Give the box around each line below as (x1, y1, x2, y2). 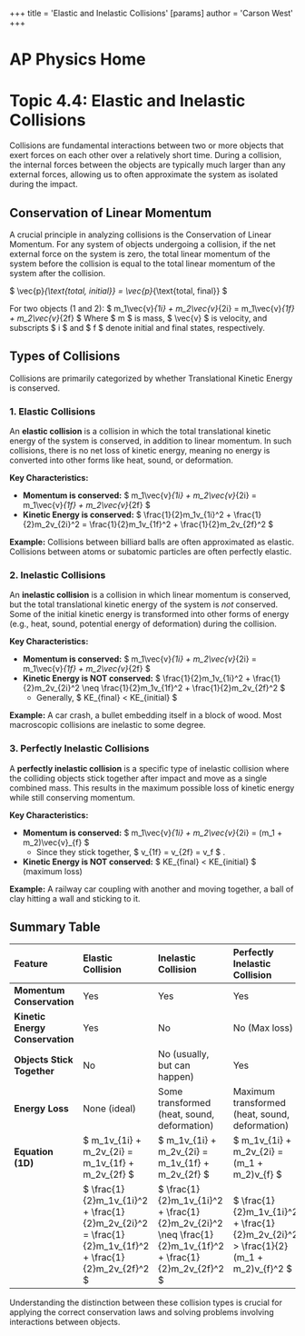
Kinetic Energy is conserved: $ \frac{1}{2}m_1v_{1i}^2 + (22, 509, 232, 521)
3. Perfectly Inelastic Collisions (9, 743, 150, 755)
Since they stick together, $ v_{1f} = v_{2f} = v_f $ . (35, 846, 226, 857)
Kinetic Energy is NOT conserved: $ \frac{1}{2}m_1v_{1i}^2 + (22, 673, 251, 684)
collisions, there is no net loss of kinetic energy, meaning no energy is (9, 445, 271, 456)
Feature (14, 958, 48, 971)
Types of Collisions (9, 349, 121, 364)
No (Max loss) (232, 1022, 293, 1034)
